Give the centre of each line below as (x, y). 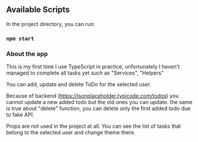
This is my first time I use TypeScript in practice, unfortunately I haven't (93, 67)
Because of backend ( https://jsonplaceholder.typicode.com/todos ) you (92, 96)
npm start (20, 38)
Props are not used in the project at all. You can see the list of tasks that (94, 126)
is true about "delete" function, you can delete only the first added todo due (98, 108)
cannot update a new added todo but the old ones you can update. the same (99, 102)
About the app (27, 54)
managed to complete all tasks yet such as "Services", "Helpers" (85, 73)
